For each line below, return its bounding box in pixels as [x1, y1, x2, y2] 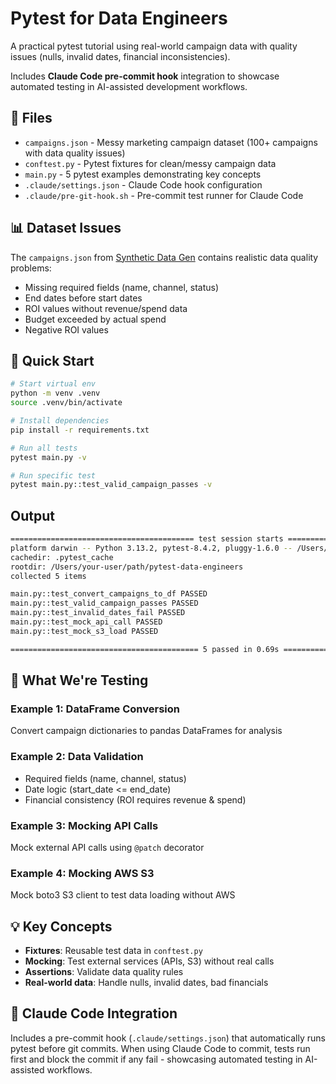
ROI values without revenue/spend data [24, 302, 188, 314]
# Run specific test [10, 470, 97, 481]
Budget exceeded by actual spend [24, 313, 167, 325]
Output [10, 507, 55, 524]
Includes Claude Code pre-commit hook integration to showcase [10, 70, 280, 82]
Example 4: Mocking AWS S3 [10, 866, 155, 880]
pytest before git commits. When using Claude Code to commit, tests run [10, 1042, 311, 1054]
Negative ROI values [24, 323, 109, 336]
